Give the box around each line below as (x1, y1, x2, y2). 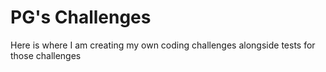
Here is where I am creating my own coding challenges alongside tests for (10, 39, 316, 51)
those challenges (10, 49, 82, 61)
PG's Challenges (10, 6, 152, 29)
